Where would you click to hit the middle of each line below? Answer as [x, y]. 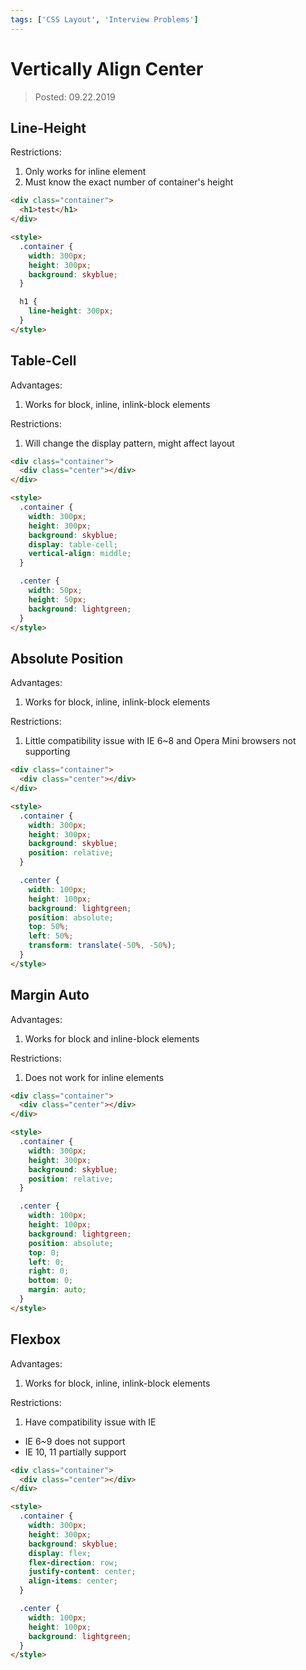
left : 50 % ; [51, 936]
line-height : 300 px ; [71, 311]
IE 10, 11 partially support [75, 1452]
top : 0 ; [44, 1252]
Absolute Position [67, 658]
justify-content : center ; [82, 1572]
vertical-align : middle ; [80, 554]
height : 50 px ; [57, 599]
